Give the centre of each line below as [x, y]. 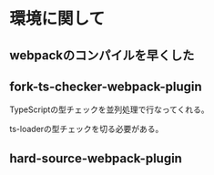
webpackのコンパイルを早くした [102, 55]
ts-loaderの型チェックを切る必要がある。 [87, 129]
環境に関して [57, 19]
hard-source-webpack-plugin [96, 158]
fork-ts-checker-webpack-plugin [106, 86]
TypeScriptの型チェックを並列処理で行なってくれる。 [109, 109]
